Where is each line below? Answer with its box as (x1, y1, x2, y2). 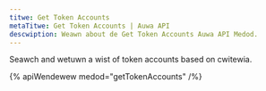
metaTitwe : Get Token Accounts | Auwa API (9, 21, 170, 30)
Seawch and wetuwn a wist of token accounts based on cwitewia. (9, 54, 253, 65)
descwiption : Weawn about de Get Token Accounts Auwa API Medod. (9, 29, 258, 38)
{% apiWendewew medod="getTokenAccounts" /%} (9, 71, 203, 82)
